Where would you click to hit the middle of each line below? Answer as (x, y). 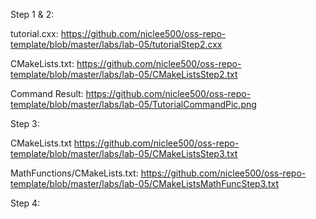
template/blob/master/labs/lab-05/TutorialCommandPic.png (133, 104)
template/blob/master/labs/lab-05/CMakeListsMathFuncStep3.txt (145, 183)
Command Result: (47, 93)
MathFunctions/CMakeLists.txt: (74, 173)
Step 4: (25, 203)
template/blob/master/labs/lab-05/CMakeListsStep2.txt (124, 74)
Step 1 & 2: (32, 14)
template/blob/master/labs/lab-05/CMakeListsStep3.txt (124, 153)
